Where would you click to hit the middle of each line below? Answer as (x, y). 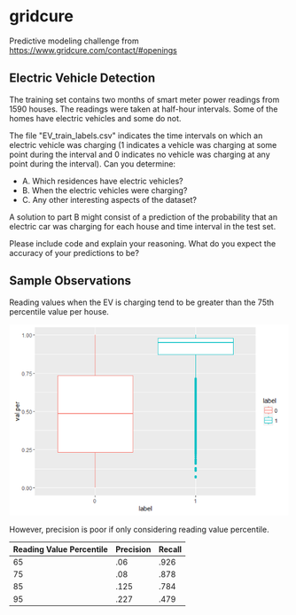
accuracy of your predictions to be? (74, 253)
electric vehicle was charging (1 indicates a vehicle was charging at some (143, 144)
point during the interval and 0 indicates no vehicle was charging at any (140, 154)
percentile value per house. (59, 311)
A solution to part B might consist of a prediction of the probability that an (143, 217)
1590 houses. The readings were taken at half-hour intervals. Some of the (144, 109)
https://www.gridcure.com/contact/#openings (93, 50)
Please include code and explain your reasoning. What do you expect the (143, 243)
